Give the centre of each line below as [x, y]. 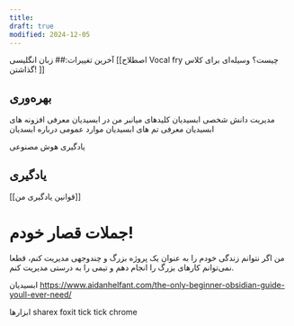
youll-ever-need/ [40, 294]
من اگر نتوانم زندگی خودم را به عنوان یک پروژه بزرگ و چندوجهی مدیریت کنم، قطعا [147, 258]
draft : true [31, 26]
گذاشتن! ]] [27, 69]
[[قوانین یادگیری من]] [45, 196]
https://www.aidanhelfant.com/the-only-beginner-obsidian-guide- [162, 285]
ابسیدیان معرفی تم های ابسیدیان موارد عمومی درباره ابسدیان [112, 129]
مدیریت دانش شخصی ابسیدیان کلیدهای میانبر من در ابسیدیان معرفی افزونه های [143, 120]
